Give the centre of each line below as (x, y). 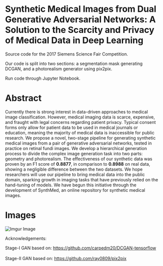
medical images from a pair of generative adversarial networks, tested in (79, 143)
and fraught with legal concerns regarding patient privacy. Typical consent (81, 122)
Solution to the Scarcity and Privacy (80, 30)
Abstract (23, 98)
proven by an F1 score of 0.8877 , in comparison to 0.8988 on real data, (78, 164)
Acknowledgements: (26, 238)
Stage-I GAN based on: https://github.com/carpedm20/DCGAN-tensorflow (81, 248)
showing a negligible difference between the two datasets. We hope (74, 169)
